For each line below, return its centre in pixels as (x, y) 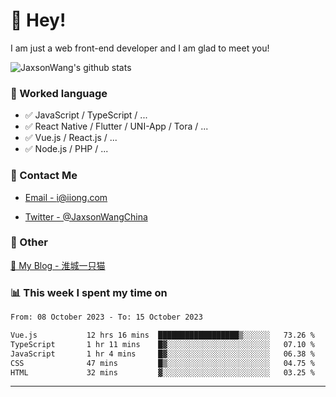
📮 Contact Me (44, 176)
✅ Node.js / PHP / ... (66, 149)
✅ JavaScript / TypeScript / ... (86, 115)
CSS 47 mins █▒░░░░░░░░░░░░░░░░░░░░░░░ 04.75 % (162, 363)
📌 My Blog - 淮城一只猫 (58, 265)
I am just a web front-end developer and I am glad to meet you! (140, 48)
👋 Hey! (38, 20)
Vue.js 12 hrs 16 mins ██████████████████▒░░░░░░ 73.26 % (162, 335)
